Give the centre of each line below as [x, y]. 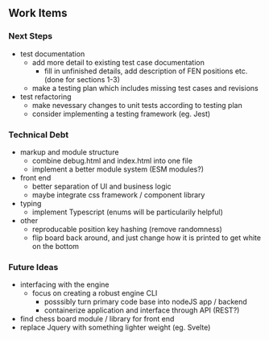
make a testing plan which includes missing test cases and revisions [145, 88]
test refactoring [46, 97]
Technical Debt [39, 135]
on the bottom [55, 246]
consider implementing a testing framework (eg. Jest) [121, 114]
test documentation [52, 54]
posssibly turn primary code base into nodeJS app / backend [145, 302]
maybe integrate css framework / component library [118, 195]
